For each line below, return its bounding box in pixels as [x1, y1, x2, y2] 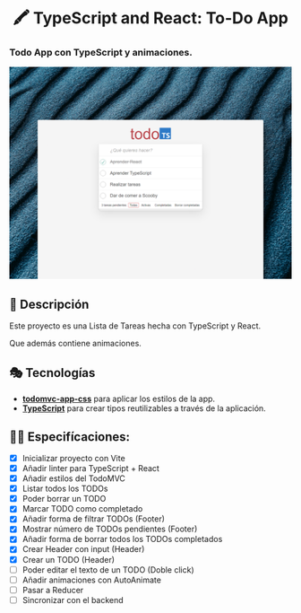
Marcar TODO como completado [21, 504, 143, 514]
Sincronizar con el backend [21, 594, 124, 605]
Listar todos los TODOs [21, 483, 108, 495]
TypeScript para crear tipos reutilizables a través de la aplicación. [21, 403, 266, 414]
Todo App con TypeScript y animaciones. [9, 47, 193, 59]
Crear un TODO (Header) [21, 554, 115, 565]
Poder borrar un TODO [21, 494, 107, 504]
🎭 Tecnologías [9, 365, 96, 381]
